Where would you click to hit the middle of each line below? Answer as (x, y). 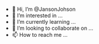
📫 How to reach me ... (40, 35)
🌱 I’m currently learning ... (44, 22)
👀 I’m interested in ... (37, 15)
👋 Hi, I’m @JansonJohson (44, 9)
